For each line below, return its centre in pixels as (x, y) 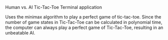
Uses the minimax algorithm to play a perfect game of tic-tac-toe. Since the (83, 17)
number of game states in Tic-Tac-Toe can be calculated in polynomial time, (84, 22)
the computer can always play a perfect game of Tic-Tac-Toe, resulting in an (84, 27)
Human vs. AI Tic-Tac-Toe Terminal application (54, 7)
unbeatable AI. (20, 33)
